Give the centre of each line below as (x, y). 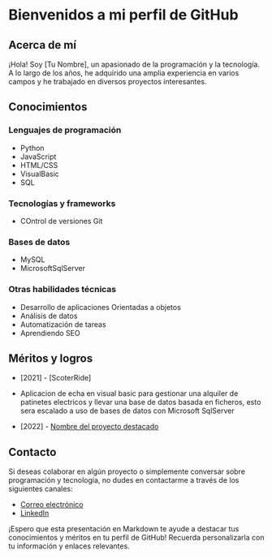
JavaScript (38, 157)
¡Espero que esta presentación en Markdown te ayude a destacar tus (124, 529)
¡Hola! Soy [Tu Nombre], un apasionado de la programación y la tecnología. (134, 64)
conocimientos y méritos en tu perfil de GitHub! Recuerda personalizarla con (136, 538)
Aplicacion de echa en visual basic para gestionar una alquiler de (129, 393)
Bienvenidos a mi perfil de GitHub (123, 15)
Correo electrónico (52, 505)
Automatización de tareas (63, 324)
